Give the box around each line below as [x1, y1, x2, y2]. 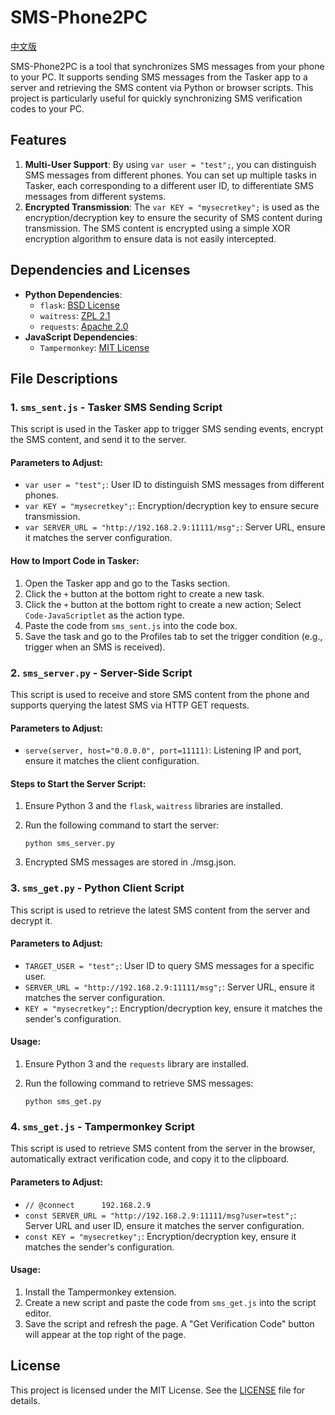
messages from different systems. [24, 190, 167, 202]
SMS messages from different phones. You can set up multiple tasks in [24, 169, 317, 181]
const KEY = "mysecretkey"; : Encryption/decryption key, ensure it [24, 1230, 297, 1242]
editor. [24, 1307, 52, 1319]
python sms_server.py [24, 839, 115, 849]
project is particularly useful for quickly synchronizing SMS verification [10, 92, 303, 104]
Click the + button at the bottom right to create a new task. [24, 587, 265, 600]
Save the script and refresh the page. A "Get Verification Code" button [24, 1317, 315, 1330]
